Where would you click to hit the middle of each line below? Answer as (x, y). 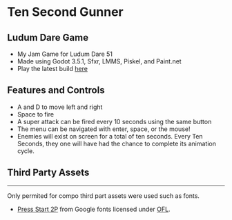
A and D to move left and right (60, 107)
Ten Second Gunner (66, 12)
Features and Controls (56, 90)
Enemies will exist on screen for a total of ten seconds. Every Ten (110, 136)
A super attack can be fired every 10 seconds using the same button (114, 121)
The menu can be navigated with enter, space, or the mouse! (104, 129)
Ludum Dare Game (48, 38)
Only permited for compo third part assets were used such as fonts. (104, 196)
